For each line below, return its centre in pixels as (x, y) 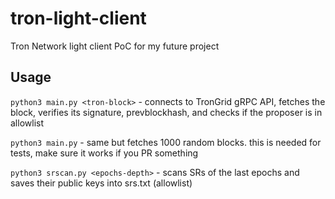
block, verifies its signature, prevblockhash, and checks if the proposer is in (166, 112)
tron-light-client (78, 18)
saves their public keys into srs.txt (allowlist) (101, 183)
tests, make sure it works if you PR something (104, 153)
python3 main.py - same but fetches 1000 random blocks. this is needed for (166, 142)
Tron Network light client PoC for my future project (115, 46)
